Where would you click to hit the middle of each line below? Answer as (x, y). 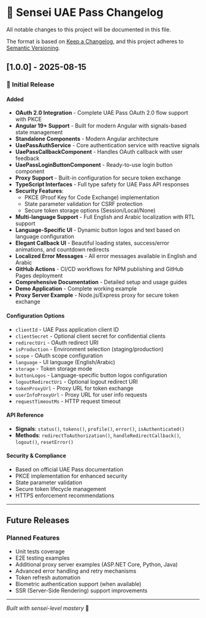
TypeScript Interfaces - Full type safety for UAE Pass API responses (102, 185)
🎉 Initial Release (31, 85)
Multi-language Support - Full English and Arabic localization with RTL (105, 217)
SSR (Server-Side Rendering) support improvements (81, 590)
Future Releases (38, 521)
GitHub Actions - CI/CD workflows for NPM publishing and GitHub (99, 269)
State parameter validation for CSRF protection (83, 204)
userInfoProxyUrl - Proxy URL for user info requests (81, 394)
